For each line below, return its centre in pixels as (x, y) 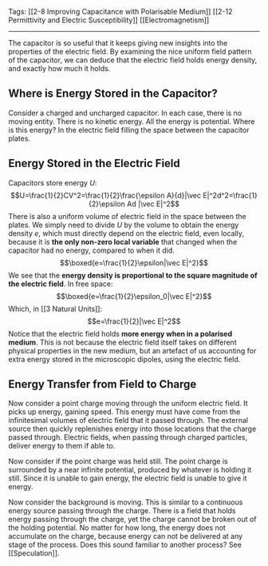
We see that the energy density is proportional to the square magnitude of (133, 275)
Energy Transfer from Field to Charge (102, 384)
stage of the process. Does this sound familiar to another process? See (125, 545)
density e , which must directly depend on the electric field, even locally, (126, 233)
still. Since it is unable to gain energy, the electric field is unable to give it (128, 478)
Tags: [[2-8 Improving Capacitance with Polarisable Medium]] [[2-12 (120, 12)
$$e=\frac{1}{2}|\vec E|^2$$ (134, 321)
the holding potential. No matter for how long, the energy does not (117, 528)
